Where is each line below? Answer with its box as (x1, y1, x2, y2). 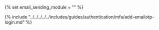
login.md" (4, 19, 25, 25)
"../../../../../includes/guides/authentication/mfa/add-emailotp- (28, 14, 154, 19)
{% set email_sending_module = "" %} (4, 4, 83, 10)
